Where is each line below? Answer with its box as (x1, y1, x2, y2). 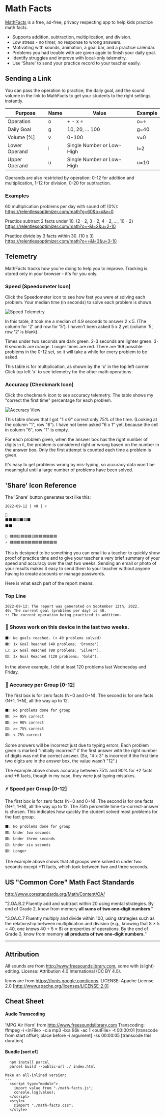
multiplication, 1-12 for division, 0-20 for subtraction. (5, 180, 111, 186)
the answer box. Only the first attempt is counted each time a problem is (5, 447, 151, 453)
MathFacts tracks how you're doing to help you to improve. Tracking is (5, 265, 148, 271)
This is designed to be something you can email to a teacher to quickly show (5, 550, 160, 556)
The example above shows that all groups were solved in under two (5, 859, 142, 865)
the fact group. (5, 814, 35, 820)
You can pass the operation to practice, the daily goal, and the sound (5, 87, 145, 93)
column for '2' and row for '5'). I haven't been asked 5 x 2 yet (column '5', (5, 324, 154, 330)
